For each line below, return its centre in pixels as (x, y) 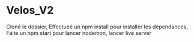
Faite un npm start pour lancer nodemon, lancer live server (79, 33)
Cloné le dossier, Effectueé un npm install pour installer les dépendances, (97, 27)
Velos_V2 (30, 10)
